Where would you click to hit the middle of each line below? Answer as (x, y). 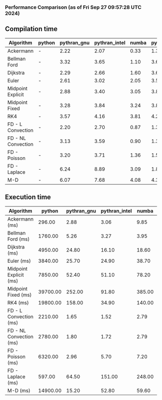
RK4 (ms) (18, 303)
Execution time (28, 197)
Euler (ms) (19, 261)
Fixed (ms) (20, 295)
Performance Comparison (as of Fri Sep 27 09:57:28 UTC (73, 7)
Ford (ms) (19, 239)
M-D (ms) (19, 390)
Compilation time (31, 29)
